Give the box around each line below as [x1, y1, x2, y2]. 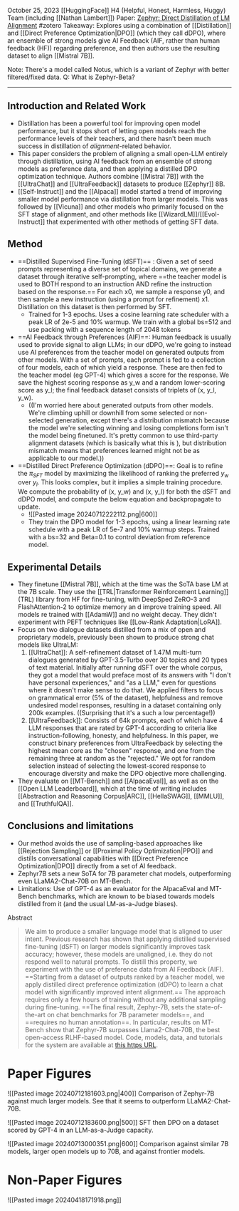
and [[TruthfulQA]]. [17, 799, 74, 808]
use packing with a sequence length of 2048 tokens [28, 325, 181, 333]
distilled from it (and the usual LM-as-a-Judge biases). [17, 899, 178, 908]
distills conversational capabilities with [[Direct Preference [17, 854, 188, 863]
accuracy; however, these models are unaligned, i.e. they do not [24, 950, 213, 958]
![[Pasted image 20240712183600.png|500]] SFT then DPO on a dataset [7, 1118, 219, 1126]
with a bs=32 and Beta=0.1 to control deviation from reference [28, 533, 211, 541]
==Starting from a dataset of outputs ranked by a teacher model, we [24, 972, 225, 981]
